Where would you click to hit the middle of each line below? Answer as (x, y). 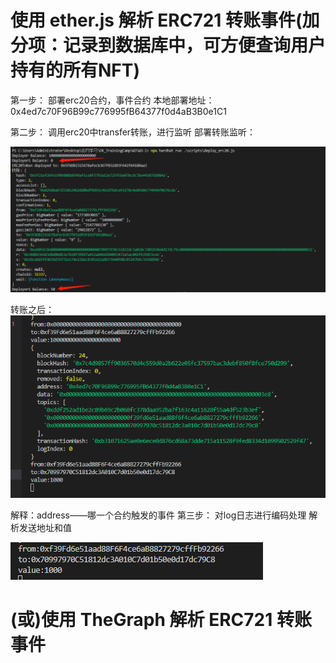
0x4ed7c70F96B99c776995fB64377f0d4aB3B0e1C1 (118, 111)
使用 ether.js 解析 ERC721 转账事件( (156, 20)
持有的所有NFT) (75, 70)
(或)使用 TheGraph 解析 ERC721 (141, 620)
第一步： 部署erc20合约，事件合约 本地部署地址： (112, 100)
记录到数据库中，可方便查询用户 (195, 45)
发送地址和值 (45, 528)
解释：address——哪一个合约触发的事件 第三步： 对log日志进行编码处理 (158, 515)
